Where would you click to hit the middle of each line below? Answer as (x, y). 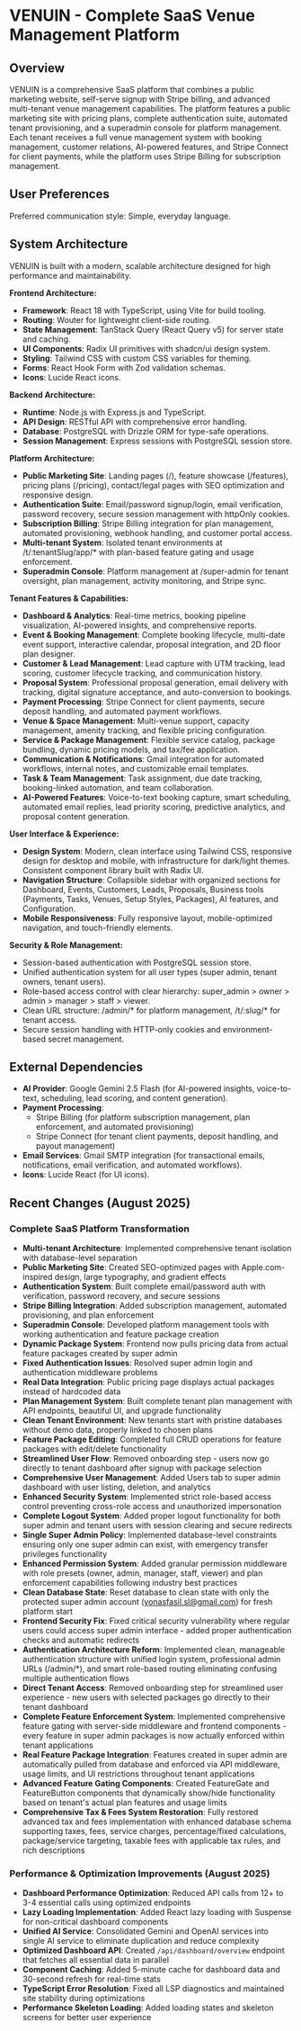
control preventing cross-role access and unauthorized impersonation (152, 1507)
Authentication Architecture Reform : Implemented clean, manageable (154, 1650)
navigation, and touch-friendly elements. (97, 927)
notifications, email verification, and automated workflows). (132, 1165)
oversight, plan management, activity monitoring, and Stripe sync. (144, 580)
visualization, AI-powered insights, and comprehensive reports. (140, 625)
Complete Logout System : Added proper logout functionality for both (151, 1516)
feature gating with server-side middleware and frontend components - (154, 1726)
